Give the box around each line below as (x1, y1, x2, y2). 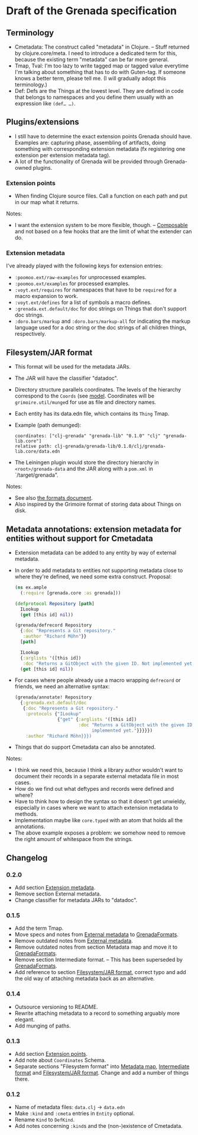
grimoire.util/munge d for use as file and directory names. (14, 399, 157, 406)
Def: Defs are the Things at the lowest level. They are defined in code (14, 88, 184, 94)
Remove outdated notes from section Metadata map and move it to (14, 943, 178, 950)
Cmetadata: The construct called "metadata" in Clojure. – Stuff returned (14, 43, 190, 50)
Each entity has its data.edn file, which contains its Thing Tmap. (14, 410, 170, 418)
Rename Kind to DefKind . (14, 1116, 75, 1123)
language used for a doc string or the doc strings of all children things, (14, 324, 187, 331)
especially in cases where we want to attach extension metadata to (14, 804, 178, 811)
